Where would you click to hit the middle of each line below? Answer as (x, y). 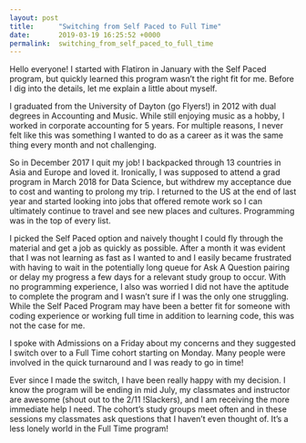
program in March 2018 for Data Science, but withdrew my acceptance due (151, 182)
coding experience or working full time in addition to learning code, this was (152, 316)
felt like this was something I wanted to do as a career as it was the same (147, 135)
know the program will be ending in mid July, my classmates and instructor (150, 390)
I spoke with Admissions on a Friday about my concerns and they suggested (153, 344)
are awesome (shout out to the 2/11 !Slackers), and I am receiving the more (149, 400)
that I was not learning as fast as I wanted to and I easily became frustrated (151, 258)
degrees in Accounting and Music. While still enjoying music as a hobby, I (147, 116)
